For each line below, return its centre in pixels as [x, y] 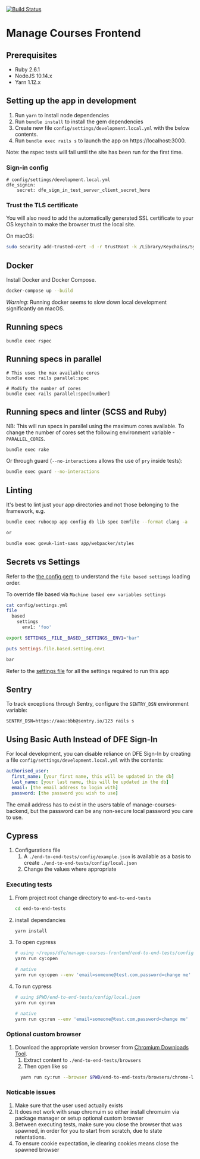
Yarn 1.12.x [28, 82]
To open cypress [35, 942]
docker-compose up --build [40, 291]
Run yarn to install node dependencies [62, 115]
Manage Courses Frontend [74, 33]
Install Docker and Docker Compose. [51, 280]
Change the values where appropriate [70, 869]
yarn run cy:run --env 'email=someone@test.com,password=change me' [101, 1019]
